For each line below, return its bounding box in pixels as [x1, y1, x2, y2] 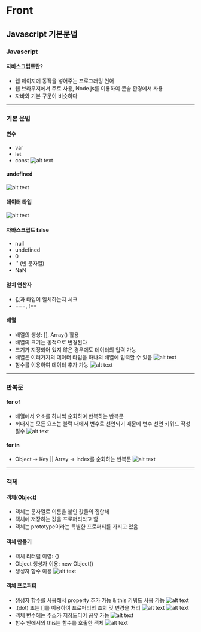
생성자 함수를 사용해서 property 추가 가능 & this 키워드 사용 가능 [14, 597, 165, 604]
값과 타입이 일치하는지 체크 [14, 295, 78, 303]
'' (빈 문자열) [14, 260, 45, 267]
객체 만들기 [6, 537, 32, 545]
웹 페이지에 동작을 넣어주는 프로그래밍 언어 [14, 77, 115, 84]
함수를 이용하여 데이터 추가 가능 [14, 361, 89, 368]
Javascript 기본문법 [6, 29, 78, 39]
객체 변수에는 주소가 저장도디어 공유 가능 [14, 612, 109, 619]
